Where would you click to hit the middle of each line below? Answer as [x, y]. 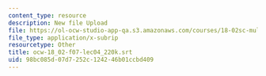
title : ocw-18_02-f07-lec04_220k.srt [70, 52]
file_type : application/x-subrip [63, 38]
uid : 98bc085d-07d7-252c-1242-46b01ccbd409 [81, 60]
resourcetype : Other [42, 45]
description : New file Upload [58, 23]
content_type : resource [47, 15]
